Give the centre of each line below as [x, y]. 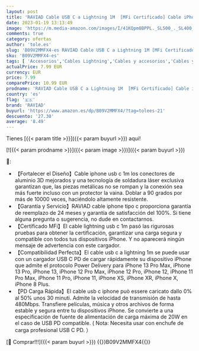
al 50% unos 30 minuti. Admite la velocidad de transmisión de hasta [97, 298]
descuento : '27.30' [30, 116]
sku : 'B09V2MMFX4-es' [33, 56]
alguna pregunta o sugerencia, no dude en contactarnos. [84, 219]
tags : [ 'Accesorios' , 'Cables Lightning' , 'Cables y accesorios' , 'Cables [98, 61]
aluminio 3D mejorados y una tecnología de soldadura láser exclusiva [99, 181]
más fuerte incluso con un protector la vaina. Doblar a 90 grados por [98, 193]
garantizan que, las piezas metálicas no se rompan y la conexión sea [99, 186]
